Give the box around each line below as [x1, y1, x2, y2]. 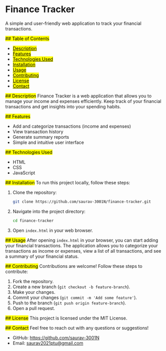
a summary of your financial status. [5, 253, 79, 259]
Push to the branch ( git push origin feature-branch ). [12, 300, 127, 306]
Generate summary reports [12, 134, 69, 140]
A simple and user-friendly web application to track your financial [5, 20, 142, 26]
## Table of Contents [5, 35, 50, 42]
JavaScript [12, 170, 35, 176]
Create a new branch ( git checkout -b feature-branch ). [12, 284, 131, 290]
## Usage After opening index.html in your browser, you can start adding [5, 237, 158, 243]
